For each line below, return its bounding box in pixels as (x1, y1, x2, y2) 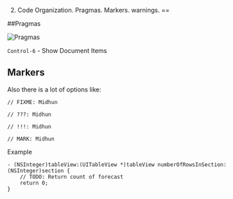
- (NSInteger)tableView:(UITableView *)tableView (7, 161, 155, 168)
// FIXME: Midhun (7, 98, 58, 105)
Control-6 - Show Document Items (7, 47, 107, 54)
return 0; (20, 179, 49, 186)
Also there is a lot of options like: (7, 85, 101, 94)
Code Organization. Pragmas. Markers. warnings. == (17, 6, 170, 14)
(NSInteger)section (7, 167, 64, 174)
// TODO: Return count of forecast (20, 173, 124, 180)
